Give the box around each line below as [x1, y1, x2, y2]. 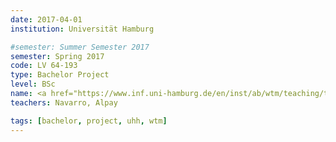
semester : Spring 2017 [10, 51, 105, 61]
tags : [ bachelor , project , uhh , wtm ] [10, 116, 168, 126]
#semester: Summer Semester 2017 [10, 42, 150, 52]
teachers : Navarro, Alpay [10, 97, 118, 108]
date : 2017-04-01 [10, 14, 83, 25]
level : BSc [10, 79, 56, 90]
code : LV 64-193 [10, 61, 78, 71]
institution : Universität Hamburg [10, 24, 155, 34]
